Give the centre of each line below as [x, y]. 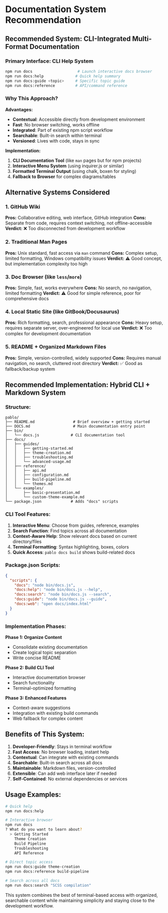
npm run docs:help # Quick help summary [63, 76]
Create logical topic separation [44, 652]
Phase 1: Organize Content [34, 637]
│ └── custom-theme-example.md [45, 497]
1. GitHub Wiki [23, 207]
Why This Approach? [32, 99]
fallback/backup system [30, 369]
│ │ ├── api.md [26, 471]
